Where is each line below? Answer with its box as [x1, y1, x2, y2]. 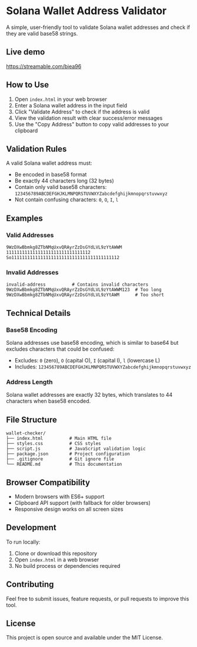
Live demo [6, 47, 45, 57]
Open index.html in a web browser [14, 556, 99, 563]
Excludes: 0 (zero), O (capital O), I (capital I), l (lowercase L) [14, 357, 161, 364]
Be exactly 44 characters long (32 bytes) [14, 177, 115, 184]
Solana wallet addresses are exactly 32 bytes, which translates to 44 [6, 391, 173, 398]
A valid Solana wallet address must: [6, 159, 92, 166]
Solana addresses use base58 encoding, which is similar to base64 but [6, 339, 179, 347]
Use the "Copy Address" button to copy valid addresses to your [14, 120, 169, 128]
